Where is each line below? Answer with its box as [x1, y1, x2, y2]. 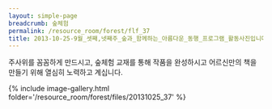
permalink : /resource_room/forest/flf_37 [8, 27, 151, 35]
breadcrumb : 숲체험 [8, 19, 69, 27]
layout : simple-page [8, 11, 79, 20]
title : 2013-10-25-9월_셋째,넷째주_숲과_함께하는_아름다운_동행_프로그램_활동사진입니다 [8, 34, 267, 43]
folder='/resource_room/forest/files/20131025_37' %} [8, 92, 186, 102]
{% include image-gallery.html [8, 84, 110, 94]
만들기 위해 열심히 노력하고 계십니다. [8, 68, 123, 78]
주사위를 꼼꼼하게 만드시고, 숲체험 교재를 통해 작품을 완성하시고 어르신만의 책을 [8, 57, 257, 67]
